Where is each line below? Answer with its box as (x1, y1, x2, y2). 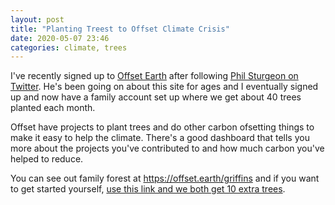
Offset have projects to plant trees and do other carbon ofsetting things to (10, 121, 315, 133)
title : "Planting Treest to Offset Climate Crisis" (10, 24, 230, 34)
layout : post (10, 14, 65, 25)
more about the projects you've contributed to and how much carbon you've (10, 142, 325, 155)
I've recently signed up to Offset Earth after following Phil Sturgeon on (10, 70, 299, 82)
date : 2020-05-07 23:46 (10, 33, 110, 43)
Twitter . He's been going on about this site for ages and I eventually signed (10, 81, 319, 93)
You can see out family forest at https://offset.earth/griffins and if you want (10, 172, 320, 185)
